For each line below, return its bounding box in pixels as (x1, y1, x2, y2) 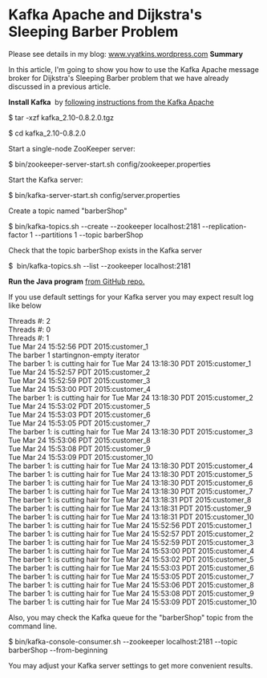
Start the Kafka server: (8, 175, 83, 184)
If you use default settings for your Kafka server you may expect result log (8, 292, 254, 301)
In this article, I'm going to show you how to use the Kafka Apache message (8, 64, 259, 74)
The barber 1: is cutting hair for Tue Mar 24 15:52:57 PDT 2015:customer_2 (8, 529, 254, 539)
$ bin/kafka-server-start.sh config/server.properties (8, 190, 180, 200)
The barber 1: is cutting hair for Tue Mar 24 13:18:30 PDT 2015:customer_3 (8, 426, 253, 436)
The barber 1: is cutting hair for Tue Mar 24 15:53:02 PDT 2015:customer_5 (8, 555, 254, 564)
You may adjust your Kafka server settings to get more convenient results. (8, 660, 253, 670)
